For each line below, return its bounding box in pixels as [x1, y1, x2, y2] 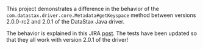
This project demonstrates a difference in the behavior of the [6, 5, 160, 12]
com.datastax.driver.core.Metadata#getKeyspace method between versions [6, 11, 196, 19]
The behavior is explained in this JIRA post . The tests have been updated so [6, 30, 197, 37]
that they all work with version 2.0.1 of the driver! [6, 36, 129, 43]
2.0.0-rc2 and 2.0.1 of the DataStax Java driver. [6, 18, 125, 25]
